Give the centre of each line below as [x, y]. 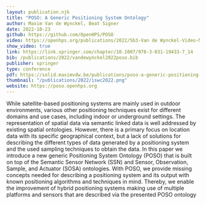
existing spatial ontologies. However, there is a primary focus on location [98, 130]
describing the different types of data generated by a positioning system [98, 142]
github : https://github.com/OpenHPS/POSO [60, 35]
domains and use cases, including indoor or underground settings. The [96, 116]
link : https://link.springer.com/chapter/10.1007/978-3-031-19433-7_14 [100, 52]
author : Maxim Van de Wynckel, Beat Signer [63, 23]
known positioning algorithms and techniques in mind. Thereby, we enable [100, 182]
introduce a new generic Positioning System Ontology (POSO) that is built [99, 156]
